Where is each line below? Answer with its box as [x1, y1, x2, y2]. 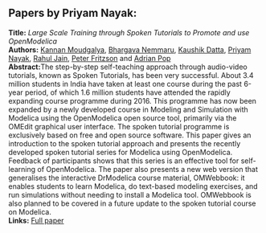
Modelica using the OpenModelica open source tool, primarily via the [8, 112, 237, 123]
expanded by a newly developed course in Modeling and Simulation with [8, 104, 249, 114]
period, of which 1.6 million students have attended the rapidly [24, 88, 231, 97]
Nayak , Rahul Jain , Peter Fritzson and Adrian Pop [8, 53, 171, 63]
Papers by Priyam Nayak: [8, 6, 137, 20]
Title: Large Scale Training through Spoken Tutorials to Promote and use [8, 27, 250, 37]
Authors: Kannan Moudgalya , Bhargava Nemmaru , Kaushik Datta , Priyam [8, 44, 252, 55]
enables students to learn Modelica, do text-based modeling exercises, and [8, 181, 259, 191]
